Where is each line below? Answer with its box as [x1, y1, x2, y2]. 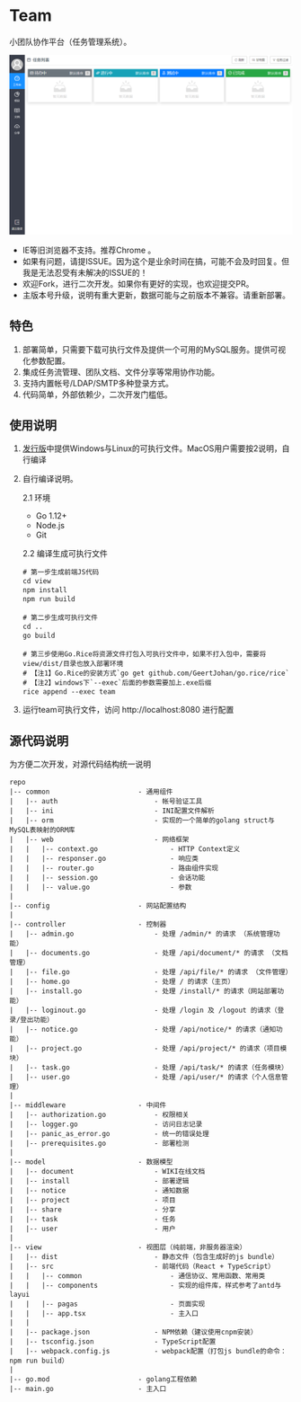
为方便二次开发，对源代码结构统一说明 [9, 759, 151, 769]
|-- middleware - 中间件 [9, 1101, 167, 1110]
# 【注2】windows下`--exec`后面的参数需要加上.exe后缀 [22, 679, 212, 688]
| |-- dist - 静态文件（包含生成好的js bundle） [9, 1253, 279, 1262]
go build [22, 631, 56, 641]
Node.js [35, 520, 66, 531]
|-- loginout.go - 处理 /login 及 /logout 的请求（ [25, 1006, 278, 1016]
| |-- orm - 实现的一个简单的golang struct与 [9, 816, 276, 825]
